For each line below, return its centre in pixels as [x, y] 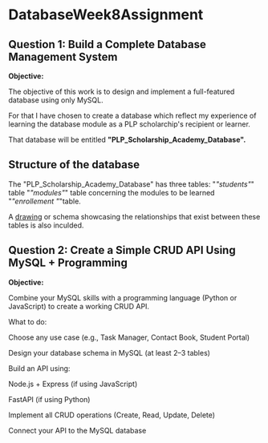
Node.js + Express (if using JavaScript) [73, 384]
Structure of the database [74, 165]
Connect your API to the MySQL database [77, 430]
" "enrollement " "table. [45, 201]
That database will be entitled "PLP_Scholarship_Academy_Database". [127, 139]
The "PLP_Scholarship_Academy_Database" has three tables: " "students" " [131, 184]
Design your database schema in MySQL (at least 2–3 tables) [110, 352]
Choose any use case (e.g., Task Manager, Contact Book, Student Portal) [129, 337]
